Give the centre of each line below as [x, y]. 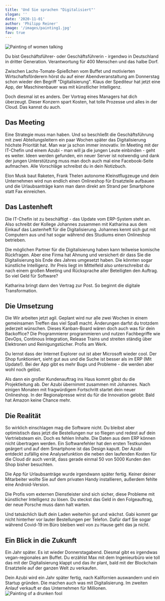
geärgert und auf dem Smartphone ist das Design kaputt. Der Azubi [74, 449]
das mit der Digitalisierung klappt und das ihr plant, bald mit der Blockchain [81, 563]
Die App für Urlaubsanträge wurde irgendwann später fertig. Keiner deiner [81, 474]
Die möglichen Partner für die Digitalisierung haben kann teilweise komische [82, 249]
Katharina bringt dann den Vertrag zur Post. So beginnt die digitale [73, 285]
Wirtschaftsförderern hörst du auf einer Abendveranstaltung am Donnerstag [82, 76]
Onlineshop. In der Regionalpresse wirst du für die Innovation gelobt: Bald [80, 395]
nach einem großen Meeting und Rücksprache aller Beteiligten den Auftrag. [82, 271]
